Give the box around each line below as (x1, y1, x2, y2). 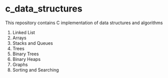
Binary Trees (12, 51, 39, 57)
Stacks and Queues (12, 40, 53, 46)
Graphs (12, 61, 28, 67)
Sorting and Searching (12, 66, 59, 73)
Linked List (12, 29, 35, 35)
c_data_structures (5, 3, 83, 15)
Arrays (12, 35, 27, 41)
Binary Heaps (12, 56, 41, 62)
